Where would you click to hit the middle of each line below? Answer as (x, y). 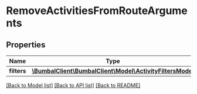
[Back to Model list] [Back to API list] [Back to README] (73, 85)
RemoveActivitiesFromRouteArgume (97, 11)
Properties (26, 45)
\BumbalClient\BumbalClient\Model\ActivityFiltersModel (113, 71)
